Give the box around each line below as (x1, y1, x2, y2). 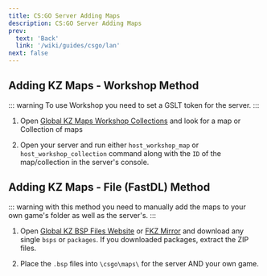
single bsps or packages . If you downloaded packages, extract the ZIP (19, 234, 249, 244)
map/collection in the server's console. (19, 157, 150, 167)
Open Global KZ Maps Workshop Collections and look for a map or (19, 116, 241, 126)
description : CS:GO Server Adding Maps (8, 19, 142, 27)
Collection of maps (19, 124, 83, 134)
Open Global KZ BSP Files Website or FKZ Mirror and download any (19, 226, 244, 236)
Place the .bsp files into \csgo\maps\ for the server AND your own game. (19, 258, 259, 268)
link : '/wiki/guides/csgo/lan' (15, 42, 121, 50)
